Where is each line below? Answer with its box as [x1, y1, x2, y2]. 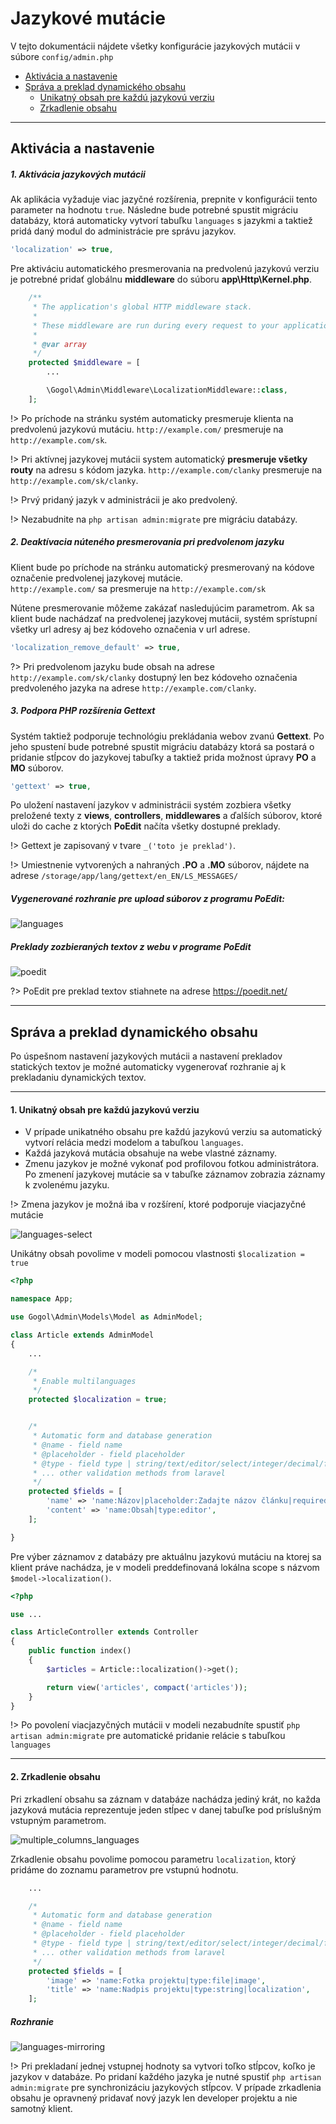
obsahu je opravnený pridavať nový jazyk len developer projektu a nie [10, 2092, 298, 2104]
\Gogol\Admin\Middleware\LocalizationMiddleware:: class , [46, 385, 288, 396]
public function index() [28, 1646, 132, 1656]
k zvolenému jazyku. [24, 1179, 110, 1191]
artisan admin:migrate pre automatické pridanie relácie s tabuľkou [10, 1730, 286, 1742]
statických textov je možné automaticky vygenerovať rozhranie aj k [10, 1061, 287, 1073]
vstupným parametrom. [10, 1814, 107, 1826]
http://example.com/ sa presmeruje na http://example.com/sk [10, 582, 267, 594]
